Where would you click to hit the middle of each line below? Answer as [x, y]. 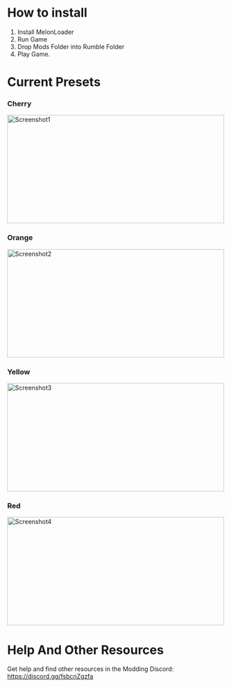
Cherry [19, 104]
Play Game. [34, 54]
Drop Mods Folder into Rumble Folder [71, 46]
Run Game [32, 39]
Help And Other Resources [86, 650]
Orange [20, 238]
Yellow [19, 372]
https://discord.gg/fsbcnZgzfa [50, 677]
